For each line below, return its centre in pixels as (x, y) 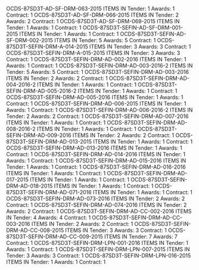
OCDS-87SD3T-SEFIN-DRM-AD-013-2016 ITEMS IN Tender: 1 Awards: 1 (94, 148)
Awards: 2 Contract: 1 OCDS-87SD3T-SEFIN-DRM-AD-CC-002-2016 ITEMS (99, 211)
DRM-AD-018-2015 (29, 186)
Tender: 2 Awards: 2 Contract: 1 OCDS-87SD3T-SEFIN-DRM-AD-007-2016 (97, 116)
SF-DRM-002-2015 (30, 40)
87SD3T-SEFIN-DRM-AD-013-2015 (49, 142)
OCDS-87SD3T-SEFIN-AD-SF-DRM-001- (133, 27)
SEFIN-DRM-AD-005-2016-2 (41, 91)
